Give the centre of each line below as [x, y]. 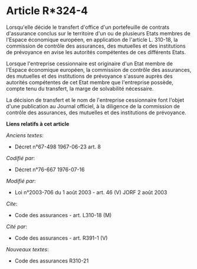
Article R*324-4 [47, 11]
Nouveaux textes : [27, 249]
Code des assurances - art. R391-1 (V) [61, 238]
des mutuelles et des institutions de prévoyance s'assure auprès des [89, 76]
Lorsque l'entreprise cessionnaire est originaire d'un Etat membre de [89, 64]
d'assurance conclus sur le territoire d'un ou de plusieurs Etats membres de [98, 33]
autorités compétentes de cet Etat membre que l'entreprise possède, [90, 82]
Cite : [12, 204]
